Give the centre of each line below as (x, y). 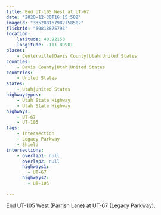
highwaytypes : (24, 95)
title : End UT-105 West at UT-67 (48, 12)
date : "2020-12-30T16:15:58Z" (44, 17)
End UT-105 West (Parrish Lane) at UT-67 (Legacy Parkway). (81, 205)
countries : (20, 73)
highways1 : (35, 167)
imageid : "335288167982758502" (45, 23)
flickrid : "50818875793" (37, 28)
